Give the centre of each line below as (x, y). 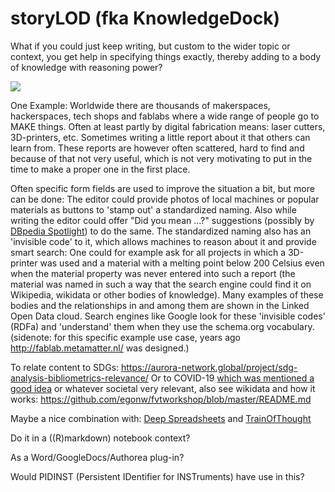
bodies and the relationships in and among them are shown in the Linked (160, 305)
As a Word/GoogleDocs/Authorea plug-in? (97, 457)
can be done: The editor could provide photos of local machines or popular (165, 199)
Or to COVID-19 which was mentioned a (232, 378)
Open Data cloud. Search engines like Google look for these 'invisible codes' (168, 316)
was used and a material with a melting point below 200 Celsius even (182, 263)
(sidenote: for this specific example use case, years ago (125, 337)
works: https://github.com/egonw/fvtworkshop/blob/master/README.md (161, 399)
